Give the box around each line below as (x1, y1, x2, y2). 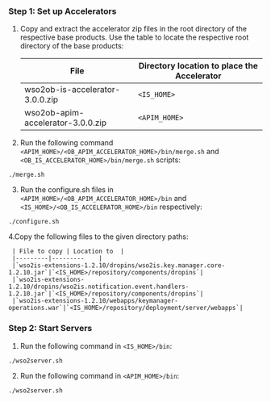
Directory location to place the (138, 61, 258, 72)
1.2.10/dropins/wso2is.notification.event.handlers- (8, 283, 190, 291)
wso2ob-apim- (23, 107, 85, 119)
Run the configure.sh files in (19, 185, 115, 195)
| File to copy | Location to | (11, 248, 125, 256)
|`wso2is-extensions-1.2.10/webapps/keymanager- (11, 297, 179, 305)
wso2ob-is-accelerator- (23, 84, 121, 95)
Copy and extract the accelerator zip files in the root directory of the (19, 24, 248, 34)
